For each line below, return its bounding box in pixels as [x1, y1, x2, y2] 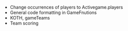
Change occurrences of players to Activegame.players [10, 4, 123, 10]
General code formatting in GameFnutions [10, 9, 97, 15]
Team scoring [10, 20, 39, 26]
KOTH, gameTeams [10, 15, 50, 20]
